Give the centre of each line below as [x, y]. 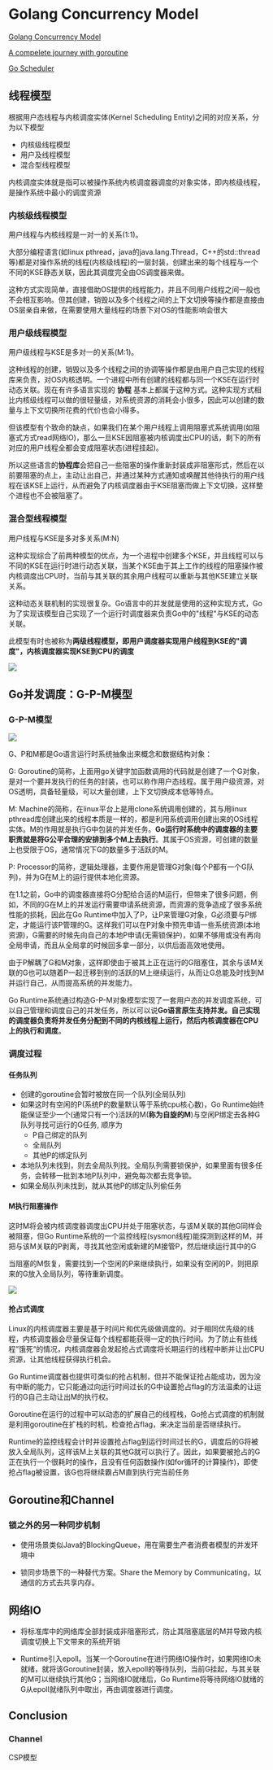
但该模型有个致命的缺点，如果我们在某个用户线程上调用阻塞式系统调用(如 [131, 427]
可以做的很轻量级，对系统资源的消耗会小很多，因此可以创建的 [154, 400]
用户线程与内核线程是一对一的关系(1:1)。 [76, 235]
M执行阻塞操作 [33, 1206]
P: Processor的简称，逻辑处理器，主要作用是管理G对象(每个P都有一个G [128, 867]
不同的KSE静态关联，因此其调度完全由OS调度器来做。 [99, 273]
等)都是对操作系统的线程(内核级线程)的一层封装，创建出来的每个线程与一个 [133, 262]
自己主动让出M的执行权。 [71, 1396]
